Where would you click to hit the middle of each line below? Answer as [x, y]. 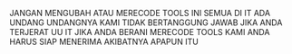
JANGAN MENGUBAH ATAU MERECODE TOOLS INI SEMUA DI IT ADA [140, 13]
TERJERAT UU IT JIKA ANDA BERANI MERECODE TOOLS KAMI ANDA [140, 32]
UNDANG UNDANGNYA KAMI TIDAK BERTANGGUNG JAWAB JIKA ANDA [146, 22]
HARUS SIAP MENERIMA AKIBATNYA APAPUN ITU [104, 41]
